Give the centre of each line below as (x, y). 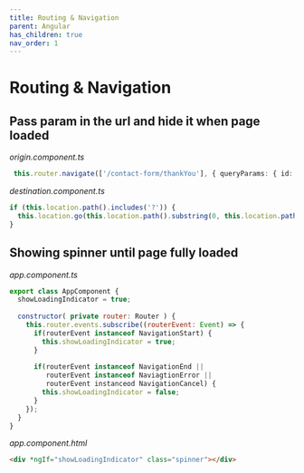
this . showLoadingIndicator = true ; (109, 342)
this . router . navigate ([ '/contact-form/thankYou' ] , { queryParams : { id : (153, 174)
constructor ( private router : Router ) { (97, 317)
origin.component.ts (47, 157)
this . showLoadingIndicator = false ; (111, 392)
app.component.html (48, 443)
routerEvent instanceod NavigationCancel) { (131, 384)
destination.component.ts (57, 191)
